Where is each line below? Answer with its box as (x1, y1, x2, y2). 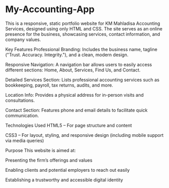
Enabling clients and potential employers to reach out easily (5, 167, 130, 173)
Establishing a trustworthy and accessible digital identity (5, 176, 123, 183)
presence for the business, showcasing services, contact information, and (5, 31, 160, 37)
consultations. (5, 97, 35, 103)
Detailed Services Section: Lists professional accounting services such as (5, 77, 160, 83)
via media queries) (5, 137, 44, 143)
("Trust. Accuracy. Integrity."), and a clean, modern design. (5, 52, 128, 58)
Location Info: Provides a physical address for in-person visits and (5, 92, 144, 98)
